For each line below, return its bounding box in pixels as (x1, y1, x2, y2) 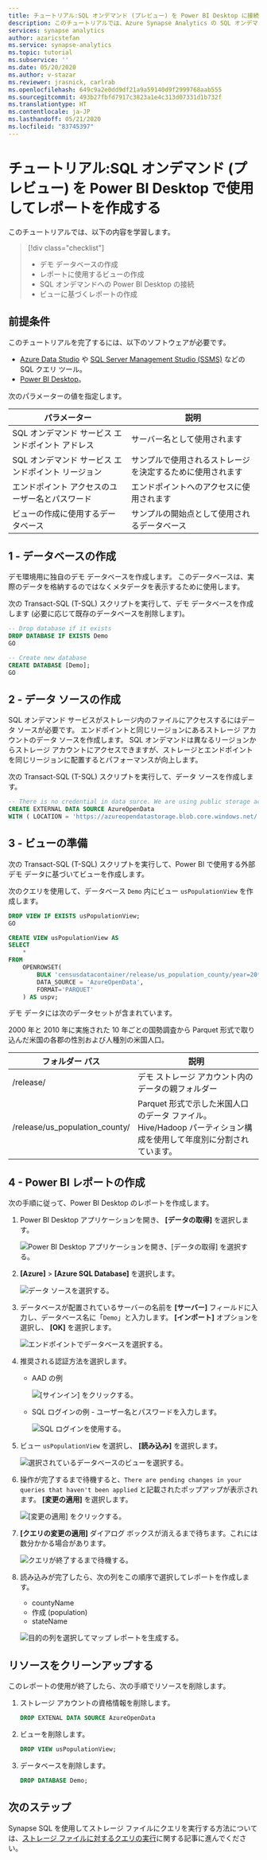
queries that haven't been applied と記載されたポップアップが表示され (19, 1485, 258, 1495)
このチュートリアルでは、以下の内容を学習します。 (8, 227, 175, 236)
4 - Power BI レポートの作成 (8, 1176, 145, 1189)
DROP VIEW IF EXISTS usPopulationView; (8, 912, 141, 920)
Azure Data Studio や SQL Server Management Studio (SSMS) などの (19, 354, 246, 364)
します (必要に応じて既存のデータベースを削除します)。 (8, 609, 189, 618)
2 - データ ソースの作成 (8, 692, 121, 706)
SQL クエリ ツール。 (19, 364, 87, 374)
